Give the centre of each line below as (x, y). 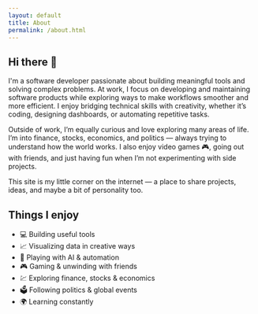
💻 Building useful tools (57, 234)
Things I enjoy (44, 214)
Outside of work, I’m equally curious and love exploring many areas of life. (129, 130)
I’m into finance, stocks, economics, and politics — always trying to (118, 138)
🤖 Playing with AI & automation (69, 257)
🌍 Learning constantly (56, 301)
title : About (30, 23)
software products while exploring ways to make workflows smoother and (128, 98)
